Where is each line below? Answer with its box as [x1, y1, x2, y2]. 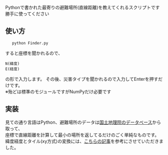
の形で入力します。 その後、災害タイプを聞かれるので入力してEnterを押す [5, 76, 158, 82]
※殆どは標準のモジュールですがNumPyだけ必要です [5, 88, 111, 94]
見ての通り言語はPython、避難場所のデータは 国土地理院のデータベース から [5, 119, 161, 125]
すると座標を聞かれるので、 [5, 50, 63, 56]
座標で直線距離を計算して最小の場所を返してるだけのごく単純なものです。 [5, 132, 159, 138]
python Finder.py [12, 40, 49, 45]
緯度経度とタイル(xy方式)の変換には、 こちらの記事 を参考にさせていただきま [5, 138, 164, 144]
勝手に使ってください [5, 11, 49, 17]
